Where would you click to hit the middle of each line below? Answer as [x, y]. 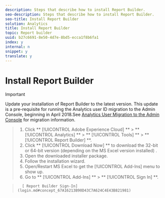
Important [15, 95]
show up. [34, 172]
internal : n [17, 47]
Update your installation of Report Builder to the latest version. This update [82, 104]
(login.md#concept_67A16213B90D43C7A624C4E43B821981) [74, 191]
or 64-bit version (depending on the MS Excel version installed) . [91, 151]
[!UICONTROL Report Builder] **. [58, 140]
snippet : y [16, 51]
